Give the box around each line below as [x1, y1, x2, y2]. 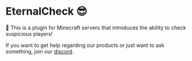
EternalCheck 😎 [5, 5, 87, 18]
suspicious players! [5, 30, 53, 37]
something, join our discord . [5, 48, 74, 55]
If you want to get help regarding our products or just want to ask [5, 42, 165, 49]
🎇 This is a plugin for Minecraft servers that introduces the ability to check [5, 24, 187, 31]
